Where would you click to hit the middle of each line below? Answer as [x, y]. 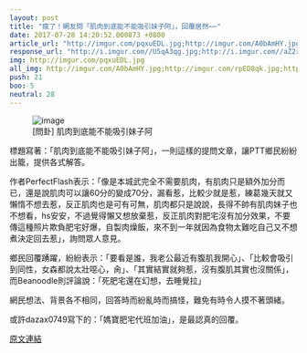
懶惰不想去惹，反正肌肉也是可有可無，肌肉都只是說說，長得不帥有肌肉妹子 [149, 204]
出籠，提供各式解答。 [49, 161]
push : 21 [26, 78]
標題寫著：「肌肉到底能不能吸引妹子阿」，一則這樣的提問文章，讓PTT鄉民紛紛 [153, 151]
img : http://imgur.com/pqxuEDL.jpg [77, 60]
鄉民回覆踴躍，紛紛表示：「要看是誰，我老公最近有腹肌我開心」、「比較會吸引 [152, 257]
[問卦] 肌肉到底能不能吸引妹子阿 [93, 131]
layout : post [34, 18]
